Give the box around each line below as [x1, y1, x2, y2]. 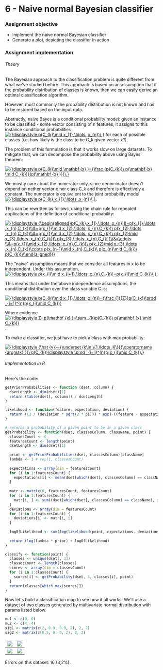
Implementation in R [5, 361, 45, 366]
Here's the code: [5, 375, 39, 381]
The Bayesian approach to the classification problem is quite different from [5, 77, 155, 82]
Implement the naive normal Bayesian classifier [12, 32, 107, 38]
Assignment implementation [5, 49, 74, 56]
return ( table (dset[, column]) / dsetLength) [9, 394, 103, 399]
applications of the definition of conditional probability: [5, 211, 114, 216]
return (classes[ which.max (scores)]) [9, 583, 83, 588]
